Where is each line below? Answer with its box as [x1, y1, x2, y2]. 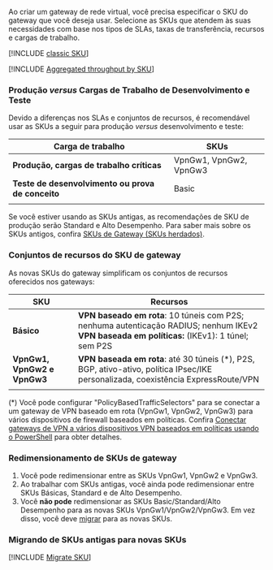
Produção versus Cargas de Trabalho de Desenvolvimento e [8, 84, 250, 96]
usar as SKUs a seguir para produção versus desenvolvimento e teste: [8, 122, 244, 132]
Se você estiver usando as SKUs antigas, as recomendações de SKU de [8, 212, 249, 222]
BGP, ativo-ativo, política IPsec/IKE [78, 363, 213, 374]
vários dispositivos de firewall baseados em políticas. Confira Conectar [8, 414, 247, 425]
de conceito [12, 188, 59, 200]
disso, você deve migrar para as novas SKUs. [19, 513, 173, 523]
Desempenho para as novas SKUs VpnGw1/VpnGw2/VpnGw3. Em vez [19, 505, 256, 515]
